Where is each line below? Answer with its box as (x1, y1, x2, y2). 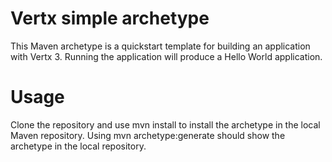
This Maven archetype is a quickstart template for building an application (10, 40, 311, 52)
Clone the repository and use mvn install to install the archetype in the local (10, 118, 321, 131)
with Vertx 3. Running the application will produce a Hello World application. (10, 50, 323, 62)
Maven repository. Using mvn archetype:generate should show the (10, 129, 286, 141)
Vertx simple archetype (10, 7, 210, 30)
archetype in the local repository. (10, 140, 147, 152)
